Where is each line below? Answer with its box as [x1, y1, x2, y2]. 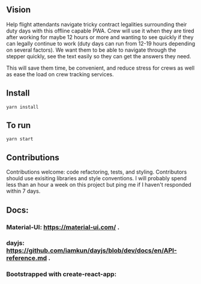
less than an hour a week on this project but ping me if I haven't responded [6, 181, 192, 189]
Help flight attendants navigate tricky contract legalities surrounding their [6, 20, 187, 28]
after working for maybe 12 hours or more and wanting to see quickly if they [6, 33, 194, 41]
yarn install [6, 104, 39, 110]
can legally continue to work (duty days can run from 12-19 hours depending [6, 40, 196, 47]
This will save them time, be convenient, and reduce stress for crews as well [6, 64, 195, 71]
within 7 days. [6, 187, 41, 195]
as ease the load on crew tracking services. [6, 70, 114, 77]
